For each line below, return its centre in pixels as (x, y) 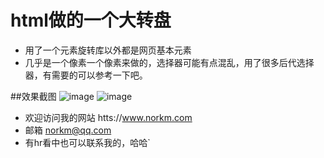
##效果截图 (33, 96)
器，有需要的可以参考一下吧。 (86, 75)
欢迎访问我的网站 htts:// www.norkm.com (108, 117)
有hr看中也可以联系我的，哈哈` (87, 142)
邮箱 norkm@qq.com (68, 130)
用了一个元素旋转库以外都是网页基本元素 (108, 50)
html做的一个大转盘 (91, 20)
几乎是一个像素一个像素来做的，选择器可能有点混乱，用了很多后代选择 (169, 62)
